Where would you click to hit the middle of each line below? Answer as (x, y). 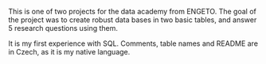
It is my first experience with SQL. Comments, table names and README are (133, 43)
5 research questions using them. (63, 28)
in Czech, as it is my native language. (69, 52)
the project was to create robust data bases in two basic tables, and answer (133, 20)
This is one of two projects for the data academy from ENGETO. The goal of (132, 11)
